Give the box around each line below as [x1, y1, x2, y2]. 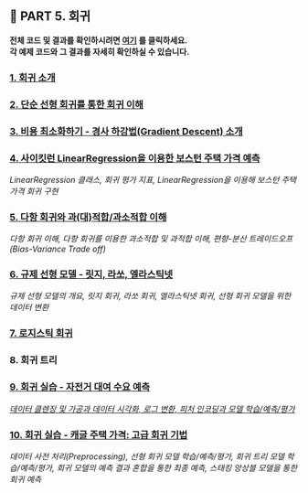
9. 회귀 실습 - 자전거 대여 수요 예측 [9, 380, 151, 393]
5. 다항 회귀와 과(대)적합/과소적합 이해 [9, 210, 167, 223]
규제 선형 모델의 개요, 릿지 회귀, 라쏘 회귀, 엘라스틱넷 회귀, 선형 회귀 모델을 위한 [9, 291, 292, 302]
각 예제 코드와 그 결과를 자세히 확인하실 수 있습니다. [9, 46, 190, 57]
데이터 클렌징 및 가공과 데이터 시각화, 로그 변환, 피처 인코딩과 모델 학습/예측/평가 [9, 403, 295, 414]
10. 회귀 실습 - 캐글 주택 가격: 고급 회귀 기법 [9, 428, 188, 441]
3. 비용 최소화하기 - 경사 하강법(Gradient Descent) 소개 [9, 124, 244, 137]
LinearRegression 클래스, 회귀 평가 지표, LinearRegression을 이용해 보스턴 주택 [9, 174, 297, 185]
